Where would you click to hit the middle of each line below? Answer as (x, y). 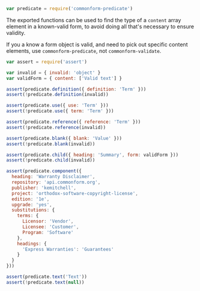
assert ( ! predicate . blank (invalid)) (51, 144)
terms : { (28, 216)
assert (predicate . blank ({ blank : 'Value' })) (64, 138)
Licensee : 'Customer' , (50, 227)
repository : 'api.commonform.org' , (56, 182)
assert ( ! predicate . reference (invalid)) (56, 127)
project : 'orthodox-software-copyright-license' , (75, 193)
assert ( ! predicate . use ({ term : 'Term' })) (60, 111)
